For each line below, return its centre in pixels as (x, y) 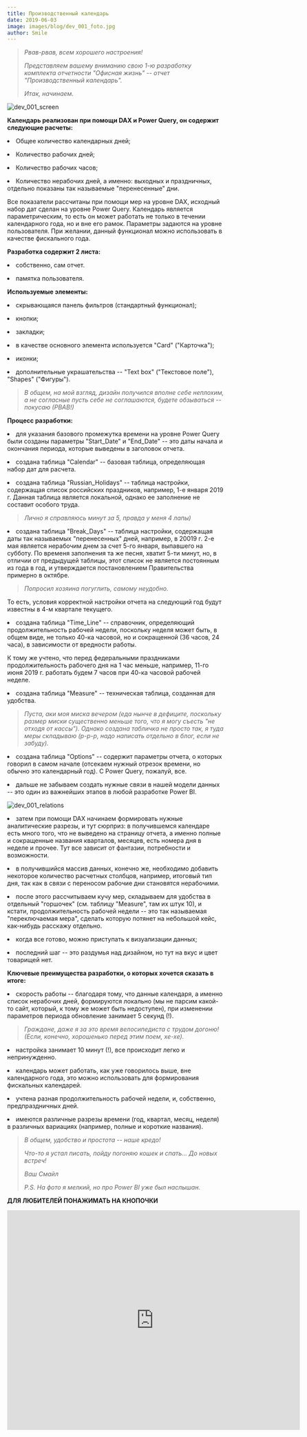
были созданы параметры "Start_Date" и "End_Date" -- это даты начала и (115, 441)
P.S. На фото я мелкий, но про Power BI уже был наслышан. (112, 1188)
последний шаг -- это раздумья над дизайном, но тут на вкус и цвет (117, 952)
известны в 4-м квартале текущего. (60, 609)
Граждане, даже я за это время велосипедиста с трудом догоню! (121, 1029)
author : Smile (28, 33)
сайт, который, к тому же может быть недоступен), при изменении (114, 1009)
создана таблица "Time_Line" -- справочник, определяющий (105, 623)
